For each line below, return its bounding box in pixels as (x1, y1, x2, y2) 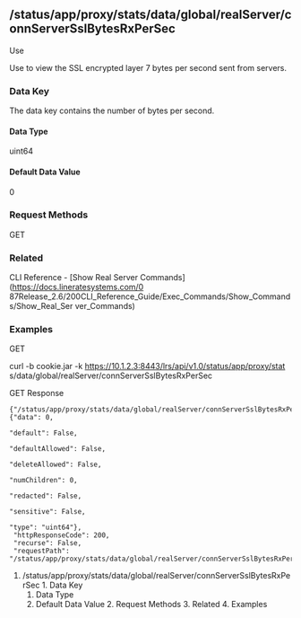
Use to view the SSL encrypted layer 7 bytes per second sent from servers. (9, 62, 287, 73)
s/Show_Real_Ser (9, 301, 73, 312)
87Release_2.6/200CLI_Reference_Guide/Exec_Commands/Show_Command (9, 291, 291, 302)
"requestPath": (13, 547, 70, 556)
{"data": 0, (9, 413, 54, 422)
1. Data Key (41, 579, 83, 591)
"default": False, (9, 428, 78, 438)
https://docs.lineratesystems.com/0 (12, 282, 144, 293)
